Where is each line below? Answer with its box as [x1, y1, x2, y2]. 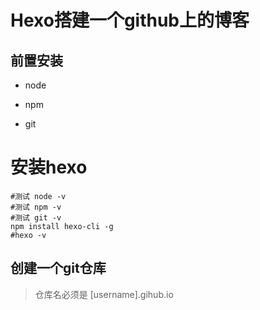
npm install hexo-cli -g [10, 221, 114, 231]
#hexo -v [10, 230, 47, 240]
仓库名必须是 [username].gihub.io [34, 288, 174, 300]
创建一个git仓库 [10, 260, 107, 277]
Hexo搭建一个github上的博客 [10, 9, 250, 32]
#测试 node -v [10, 191, 67, 201]
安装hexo [10, 156, 88, 179]
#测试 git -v [10, 212, 62, 223]
